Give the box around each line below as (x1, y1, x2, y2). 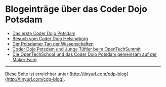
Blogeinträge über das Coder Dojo (5, 3, 147, 15)
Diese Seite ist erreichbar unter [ (5, 71, 72, 77)
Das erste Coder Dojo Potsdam (12, 30, 76, 36)
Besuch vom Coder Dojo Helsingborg (12, 36, 88, 42)
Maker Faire (12, 56, 37, 62)
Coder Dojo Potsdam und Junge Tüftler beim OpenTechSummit (12, 46, 141, 52)
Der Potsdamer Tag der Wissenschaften (12, 41, 94, 46)
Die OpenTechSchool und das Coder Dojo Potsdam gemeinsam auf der (12, 51, 157, 57)
